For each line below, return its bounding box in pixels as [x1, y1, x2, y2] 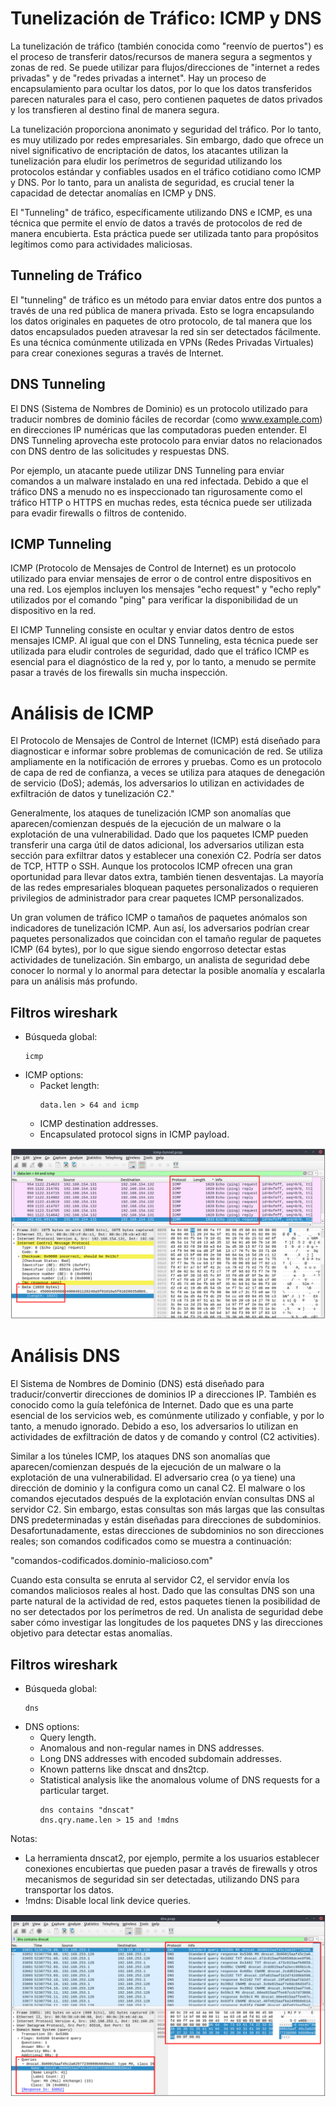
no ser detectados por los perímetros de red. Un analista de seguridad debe [10, 1606, 324, 1618]
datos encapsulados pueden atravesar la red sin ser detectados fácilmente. [10, 325, 322, 337]
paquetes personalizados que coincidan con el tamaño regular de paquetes [10, 933, 322, 945]
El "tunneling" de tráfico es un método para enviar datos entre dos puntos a [10, 293, 322, 306]
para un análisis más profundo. [10, 975, 138, 987]
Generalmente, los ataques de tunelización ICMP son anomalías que [10, 807, 292, 819]
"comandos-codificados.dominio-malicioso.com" [10, 1555, 214, 1567]
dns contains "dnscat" [39, 1805, 135, 1816]
